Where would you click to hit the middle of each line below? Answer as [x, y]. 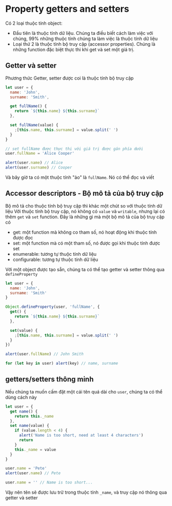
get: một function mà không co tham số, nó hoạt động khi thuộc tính [85, 232]
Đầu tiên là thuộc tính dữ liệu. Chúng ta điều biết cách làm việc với [83, 33]
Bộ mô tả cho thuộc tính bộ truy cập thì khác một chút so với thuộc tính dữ [84, 205]
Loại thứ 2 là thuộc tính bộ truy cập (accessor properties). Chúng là [84, 44]
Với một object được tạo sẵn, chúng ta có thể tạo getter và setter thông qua [85, 269]
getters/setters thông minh [50, 379]
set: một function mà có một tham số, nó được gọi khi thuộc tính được [86, 243]
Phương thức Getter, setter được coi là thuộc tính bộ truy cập [70, 78]
